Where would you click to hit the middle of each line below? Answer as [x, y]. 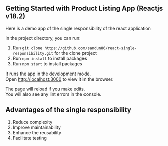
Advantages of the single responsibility [68, 110]
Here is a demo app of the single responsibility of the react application [78, 28]
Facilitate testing [29, 138]
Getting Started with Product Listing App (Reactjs [84, 8]
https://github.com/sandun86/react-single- [91, 48]
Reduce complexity [32, 122]
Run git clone [27, 48]
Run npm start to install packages [47, 64]
